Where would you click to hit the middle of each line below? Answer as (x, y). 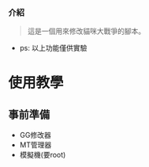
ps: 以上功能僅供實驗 (53, 48)
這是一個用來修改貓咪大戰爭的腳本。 (86, 31)
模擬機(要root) (43, 155)
